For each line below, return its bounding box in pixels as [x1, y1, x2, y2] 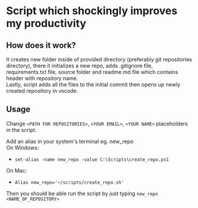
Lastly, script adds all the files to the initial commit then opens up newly [6, 81, 181, 88]
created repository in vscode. [6, 87, 78, 94]
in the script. [6, 126, 37, 134]
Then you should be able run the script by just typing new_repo [6, 190, 158, 197]
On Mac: [6, 167, 27, 174]
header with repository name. [6, 75, 78, 82]
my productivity [6, 17, 87, 30]
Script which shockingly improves [6, 4, 178, 18]
